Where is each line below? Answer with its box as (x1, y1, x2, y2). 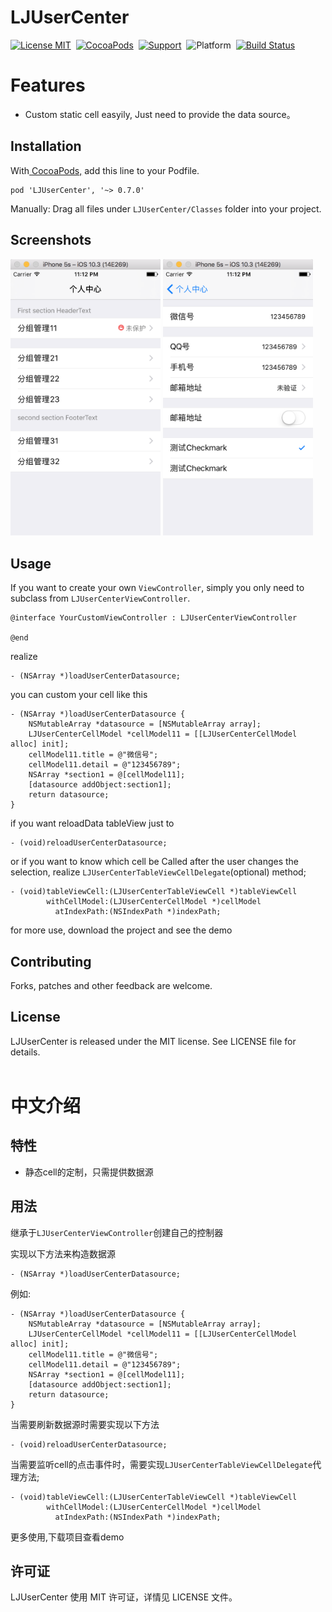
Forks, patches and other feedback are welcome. (10, 979, 213, 991)
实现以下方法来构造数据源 (10, 1247, 116, 1260)
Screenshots (10, 232, 92, 249)
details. (10, 1046, 41, 1058)
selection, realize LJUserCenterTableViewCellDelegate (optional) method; (10, 866, 307, 878)
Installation (10, 138, 82, 155)
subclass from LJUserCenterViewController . (10, 592, 191, 605)
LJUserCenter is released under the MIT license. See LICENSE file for (10, 1035, 297, 1047)
